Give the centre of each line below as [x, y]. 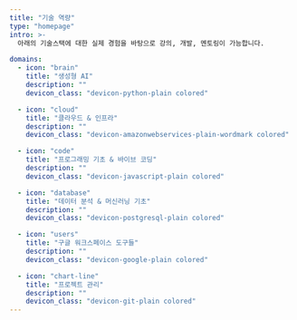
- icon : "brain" [48, 68]
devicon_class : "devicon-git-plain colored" [111, 301]
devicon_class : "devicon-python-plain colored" [117, 93]
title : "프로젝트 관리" [65, 285]
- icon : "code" [46, 151]
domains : [26, 60]
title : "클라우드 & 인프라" [72, 118]
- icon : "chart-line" [58, 276]
